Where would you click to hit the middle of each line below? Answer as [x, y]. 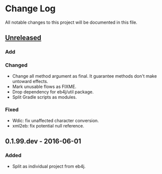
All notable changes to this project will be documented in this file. [71, 22]
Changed [16, 65]
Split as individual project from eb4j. [49, 166]
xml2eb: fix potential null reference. [48, 126]
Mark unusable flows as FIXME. [44, 87]
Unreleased [23, 38]
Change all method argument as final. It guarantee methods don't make [84, 76]
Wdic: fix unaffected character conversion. [56, 120]
